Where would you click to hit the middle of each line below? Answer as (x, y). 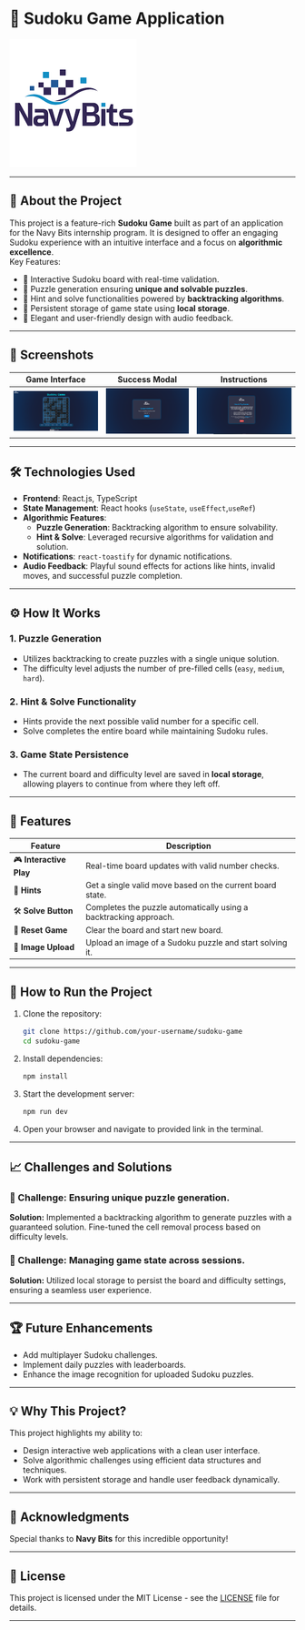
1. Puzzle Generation (55, 639)
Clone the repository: (62, 1014)
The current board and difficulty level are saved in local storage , (143, 775)
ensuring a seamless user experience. (81, 1290)
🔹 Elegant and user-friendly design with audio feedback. (128, 318)
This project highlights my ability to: (76, 1433)
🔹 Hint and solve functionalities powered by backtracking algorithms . (153, 299)
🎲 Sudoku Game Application (117, 19)
